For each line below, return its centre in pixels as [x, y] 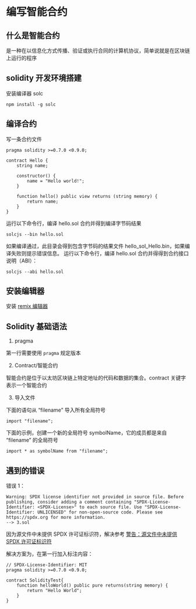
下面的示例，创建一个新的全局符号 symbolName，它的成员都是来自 [87, 433]
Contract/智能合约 [36, 365]
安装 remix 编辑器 [27, 306]
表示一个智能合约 [27, 385]
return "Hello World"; [55, 591]
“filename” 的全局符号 [32, 440]
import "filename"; [30, 421]
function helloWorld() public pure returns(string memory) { [92, 586]
